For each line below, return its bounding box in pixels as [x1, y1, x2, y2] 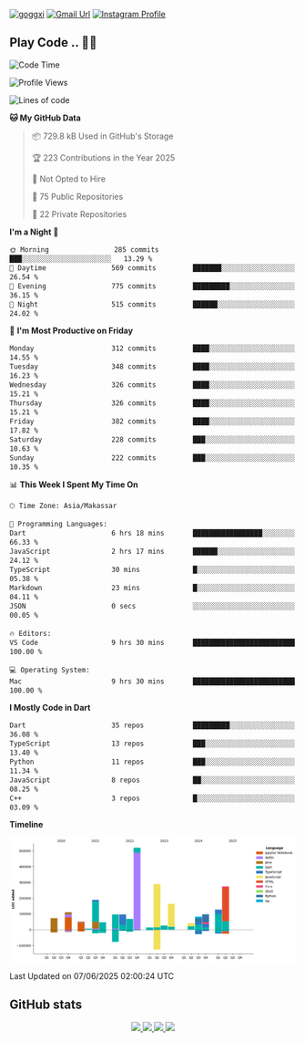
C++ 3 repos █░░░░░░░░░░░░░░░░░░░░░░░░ [9, 794, 296, 803]
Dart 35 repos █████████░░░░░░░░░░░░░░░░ [9, 721, 296, 730]
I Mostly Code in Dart [9, 702, 91, 713]
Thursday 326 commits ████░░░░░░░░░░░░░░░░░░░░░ [9, 398, 296, 408]
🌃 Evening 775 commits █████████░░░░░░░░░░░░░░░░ [9, 281, 296, 291]
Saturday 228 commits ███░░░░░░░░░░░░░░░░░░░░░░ [9, 434, 296, 444]
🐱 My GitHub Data [9, 112, 82, 123]
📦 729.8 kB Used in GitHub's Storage [31, 130, 174, 141]
